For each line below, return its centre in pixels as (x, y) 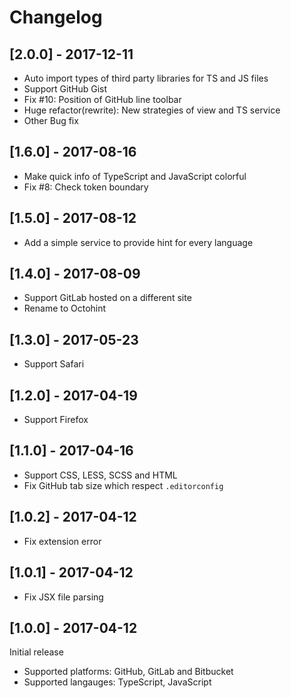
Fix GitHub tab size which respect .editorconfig (123, 485)
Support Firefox (56, 420)
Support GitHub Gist (65, 89)
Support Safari (54, 364)
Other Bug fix (51, 120)
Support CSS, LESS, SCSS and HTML (100, 475)
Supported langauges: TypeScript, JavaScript (117, 682)
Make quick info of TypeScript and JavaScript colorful (135, 176)
